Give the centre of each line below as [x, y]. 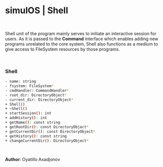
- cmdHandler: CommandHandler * [37, 91]
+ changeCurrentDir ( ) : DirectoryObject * [47, 141]
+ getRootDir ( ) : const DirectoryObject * [47, 127]
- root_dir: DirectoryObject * [36, 95]
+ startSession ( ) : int [28, 113]
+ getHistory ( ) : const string [36, 136]
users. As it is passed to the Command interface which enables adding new [82, 39]
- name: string [21, 82]
